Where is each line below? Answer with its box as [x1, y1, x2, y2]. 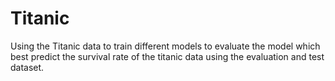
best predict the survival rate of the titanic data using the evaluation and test [10, 50, 325, 62]
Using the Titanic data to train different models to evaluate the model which [10, 40, 321, 52]
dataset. [10, 61, 45, 73]
